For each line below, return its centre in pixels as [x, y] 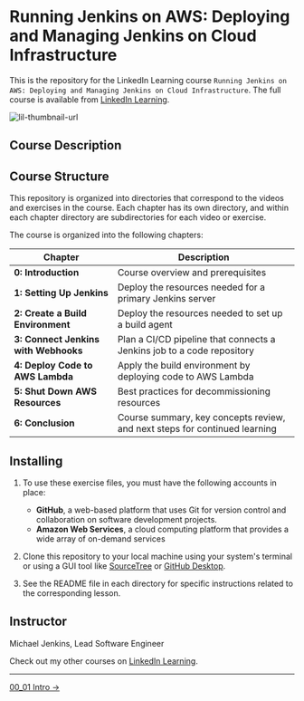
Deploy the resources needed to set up [200, 313]
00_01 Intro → [35, 687]
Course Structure [60, 176]
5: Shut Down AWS [56, 391]
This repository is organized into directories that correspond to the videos [147, 198]
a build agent [145, 325]
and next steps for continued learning [197, 429]
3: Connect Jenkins [57, 340]
